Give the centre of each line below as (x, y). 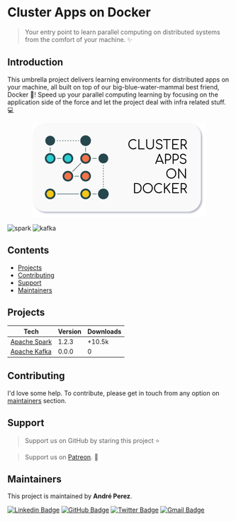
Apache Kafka (31, 351)
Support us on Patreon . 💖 (62, 457)
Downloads (105, 331)
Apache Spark (31, 342)
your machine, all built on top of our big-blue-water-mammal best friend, (113, 87)
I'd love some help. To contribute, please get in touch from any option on (113, 393)
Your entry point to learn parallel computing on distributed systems (123, 32)
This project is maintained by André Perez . (70, 496)
